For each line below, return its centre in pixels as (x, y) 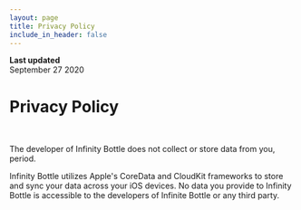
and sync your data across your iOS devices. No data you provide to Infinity (150, 186)
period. (23, 158)
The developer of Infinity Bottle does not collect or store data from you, (142, 149)
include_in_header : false (58, 34)
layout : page (34, 18)
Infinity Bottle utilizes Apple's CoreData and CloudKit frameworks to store (146, 177)
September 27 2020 (47, 70)
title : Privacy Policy (52, 26)
